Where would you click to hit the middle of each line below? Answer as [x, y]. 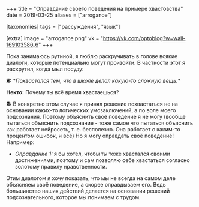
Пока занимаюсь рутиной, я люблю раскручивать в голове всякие [92, 56]
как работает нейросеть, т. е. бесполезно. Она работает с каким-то [94, 129]
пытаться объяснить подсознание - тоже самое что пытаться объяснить [100, 123]
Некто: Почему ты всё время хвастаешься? [63, 92]
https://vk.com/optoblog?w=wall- [144, 38]
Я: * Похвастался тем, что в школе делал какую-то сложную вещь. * [94, 81]
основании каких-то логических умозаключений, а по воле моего [91, 110]
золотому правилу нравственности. [61, 166]
